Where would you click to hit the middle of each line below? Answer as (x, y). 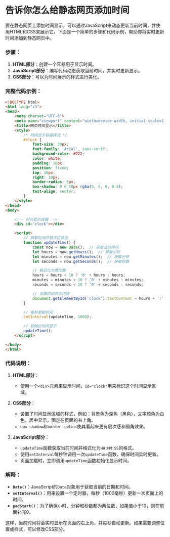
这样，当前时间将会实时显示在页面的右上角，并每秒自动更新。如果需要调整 (83, 523)
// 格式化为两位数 (49, 271)
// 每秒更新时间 (38, 312)
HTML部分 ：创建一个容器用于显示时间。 (55, 64)
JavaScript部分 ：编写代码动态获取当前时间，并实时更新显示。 (77, 71)
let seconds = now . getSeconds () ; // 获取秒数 (81, 261)
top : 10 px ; (44, 172)
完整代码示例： (24, 92)
